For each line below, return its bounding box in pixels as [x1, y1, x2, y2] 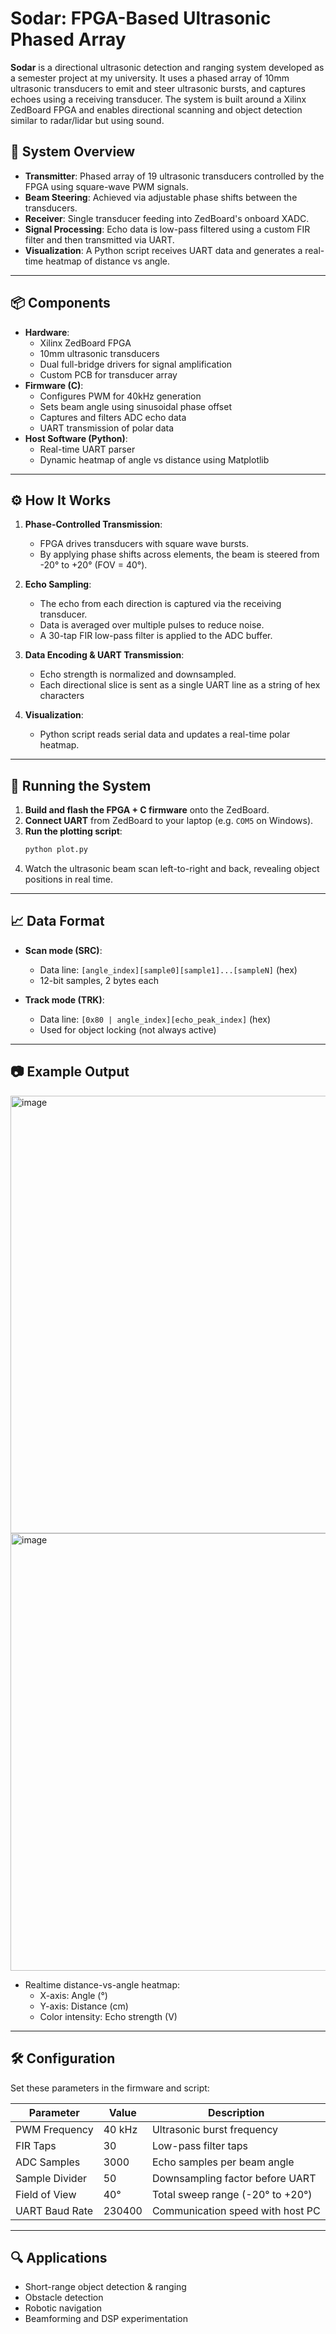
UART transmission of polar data [39, 422, 175, 434]
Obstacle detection [24, 2292, 104, 2304]
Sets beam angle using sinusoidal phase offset [39, 400, 233, 412]
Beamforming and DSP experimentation [24, 2313, 188, 2325]
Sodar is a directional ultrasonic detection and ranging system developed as [10, 61, 325, 73]
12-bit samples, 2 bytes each [39, 974, 159, 986]
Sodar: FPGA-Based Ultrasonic [10, 7, 272, 30]
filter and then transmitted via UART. [24, 233, 175, 246]
